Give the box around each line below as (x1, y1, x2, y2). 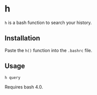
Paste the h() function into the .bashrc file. (4, 47, 93, 53)
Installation (4, 34, 40, 42)
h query (4, 75, 21, 80)
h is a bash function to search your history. (4, 19, 92, 25)
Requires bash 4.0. (4, 84, 43, 90)
